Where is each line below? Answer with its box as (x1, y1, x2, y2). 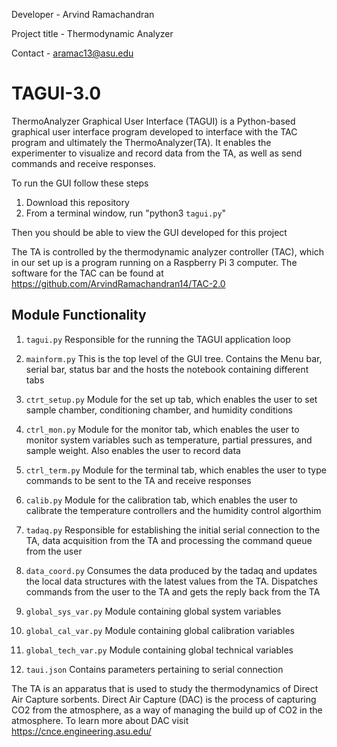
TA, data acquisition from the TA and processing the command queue (25, 534, 313, 546)
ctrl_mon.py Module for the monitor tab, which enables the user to (25, 423, 300, 435)
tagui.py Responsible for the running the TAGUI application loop (25, 333, 291, 345)
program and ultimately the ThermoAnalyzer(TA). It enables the (11, 136, 272, 148)
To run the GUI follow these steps (11, 177, 149, 189)
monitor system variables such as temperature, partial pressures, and (25, 434, 313, 446)
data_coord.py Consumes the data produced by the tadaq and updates (25, 564, 318, 576)
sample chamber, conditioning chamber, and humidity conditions (25, 404, 293, 416)
